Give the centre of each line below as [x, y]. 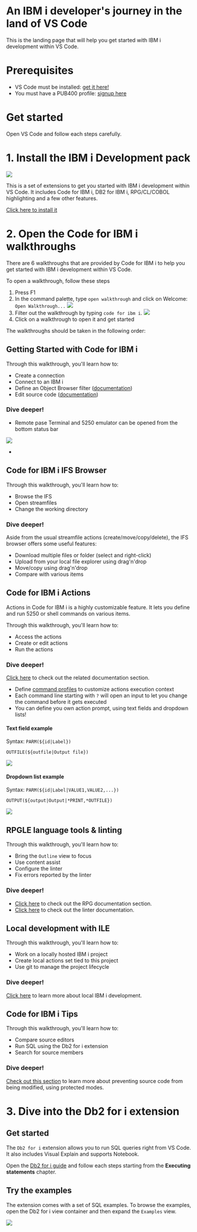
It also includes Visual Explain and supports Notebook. [73, 1154]
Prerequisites [40, 71]
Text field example [29, 728]
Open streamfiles [36, 503]
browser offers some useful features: [51, 544]
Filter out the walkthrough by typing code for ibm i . [78, 313]
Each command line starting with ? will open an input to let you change [101, 695]
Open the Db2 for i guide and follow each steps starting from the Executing [99, 1165]
